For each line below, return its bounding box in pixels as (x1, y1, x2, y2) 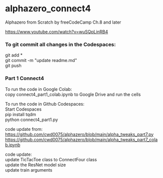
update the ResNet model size (5, 162, 66, 168)
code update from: (5, 126, 43, 132)
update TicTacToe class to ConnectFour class (5, 156, 97, 162)
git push (5, 62, 22, 69)
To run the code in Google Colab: (5, 86, 72, 92)
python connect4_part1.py (5, 117, 58, 122)
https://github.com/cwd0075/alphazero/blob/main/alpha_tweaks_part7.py (5, 131, 154, 137)
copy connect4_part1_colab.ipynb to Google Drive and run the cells (5, 91, 141, 97)
